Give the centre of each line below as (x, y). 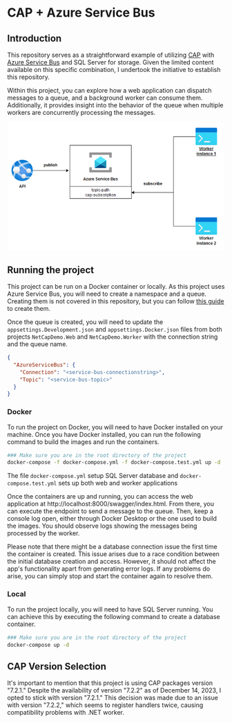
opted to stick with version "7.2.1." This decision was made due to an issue (113, 698)
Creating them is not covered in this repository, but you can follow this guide (116, 301)
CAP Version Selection (57, 666)
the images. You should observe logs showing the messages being (102, 526)
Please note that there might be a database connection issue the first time (112, 547)
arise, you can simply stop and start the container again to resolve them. (110, 576)
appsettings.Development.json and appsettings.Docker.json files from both (115, 330)
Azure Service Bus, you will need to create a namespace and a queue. (107, 294)
